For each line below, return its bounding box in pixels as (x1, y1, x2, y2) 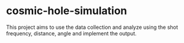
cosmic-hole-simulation (6, 4, 127, 18)
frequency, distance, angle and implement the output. (6, 29, 137, 37)
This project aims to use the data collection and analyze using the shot (6, 24, 179, 31)
